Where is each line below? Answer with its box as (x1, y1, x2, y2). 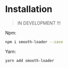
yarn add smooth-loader (5, 58, 55, 63)
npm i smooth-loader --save (5, 39, 64, 44)
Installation (5, 3, 53, 15)
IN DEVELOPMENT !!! (17, 20, 61, 26)
